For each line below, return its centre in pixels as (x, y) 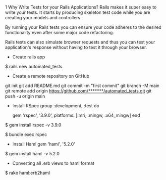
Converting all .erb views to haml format (53, 163)
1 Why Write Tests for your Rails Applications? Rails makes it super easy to (81, 7)
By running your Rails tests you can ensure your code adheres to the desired (83, 27)
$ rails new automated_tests (34, 67)
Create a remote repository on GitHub (51, 76)
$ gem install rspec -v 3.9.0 (33, 125)
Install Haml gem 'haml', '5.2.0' (44, 144)
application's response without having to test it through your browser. (76, 47)
